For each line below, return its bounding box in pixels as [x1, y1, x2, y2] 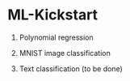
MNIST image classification [19, 48, 111, 58]
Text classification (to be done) [19, 63, 123, 74]
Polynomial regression [19, 32, 94, 42]
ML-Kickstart [7, 6, 99, 24]
